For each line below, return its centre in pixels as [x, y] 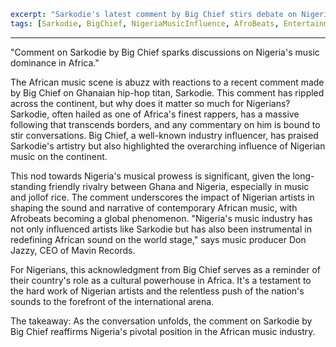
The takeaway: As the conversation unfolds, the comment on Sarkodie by [161, 321]
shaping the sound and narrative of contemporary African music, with [154, 207]
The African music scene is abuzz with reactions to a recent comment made [167, 82]
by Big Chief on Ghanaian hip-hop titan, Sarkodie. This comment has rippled [167, 92]
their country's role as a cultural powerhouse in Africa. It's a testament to [161, 280]
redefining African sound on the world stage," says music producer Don [158, 239]
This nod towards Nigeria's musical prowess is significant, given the [150, 176]
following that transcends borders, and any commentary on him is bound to [165, 124]
